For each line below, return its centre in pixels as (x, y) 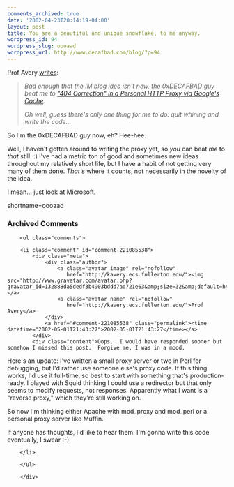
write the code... (48, 121)
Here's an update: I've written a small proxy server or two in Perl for (104, 361)
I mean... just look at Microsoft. (52, 192)
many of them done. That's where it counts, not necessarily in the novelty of (117, 171)
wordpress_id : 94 (32, 40)
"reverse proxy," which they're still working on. (74, 398)
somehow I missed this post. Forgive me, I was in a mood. (96, 348)
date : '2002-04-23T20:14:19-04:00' (59, 20)
